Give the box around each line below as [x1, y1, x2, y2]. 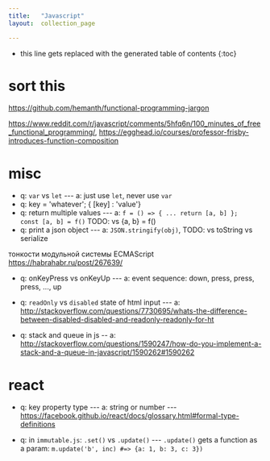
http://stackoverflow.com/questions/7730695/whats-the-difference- [19, 306, 247, 316]
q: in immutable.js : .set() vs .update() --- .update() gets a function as [19, 435, 258, 445]
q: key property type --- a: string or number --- [19, 402, 177, 412]
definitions [19, 420, 56, 430]
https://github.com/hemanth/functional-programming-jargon [8, 103, 210, 113]
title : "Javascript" [8, 11, 85, 20]
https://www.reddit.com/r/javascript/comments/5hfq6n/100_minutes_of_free [8, 118, 261, 129]
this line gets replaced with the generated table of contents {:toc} [19, 48, 237, 58]
